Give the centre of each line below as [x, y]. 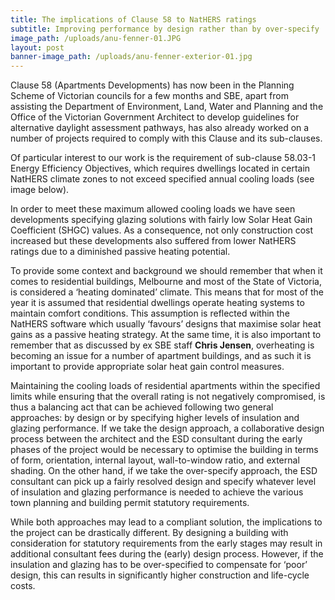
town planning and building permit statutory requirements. [130, 503]
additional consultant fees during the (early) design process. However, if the [167, 554]
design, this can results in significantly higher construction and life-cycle [160, 575]
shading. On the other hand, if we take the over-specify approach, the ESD [164, 471]
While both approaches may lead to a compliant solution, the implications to [166, 522]
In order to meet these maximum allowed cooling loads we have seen [153, 209]
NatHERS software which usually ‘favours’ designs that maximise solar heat [166, 324]
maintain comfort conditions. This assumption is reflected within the [150, 313]
